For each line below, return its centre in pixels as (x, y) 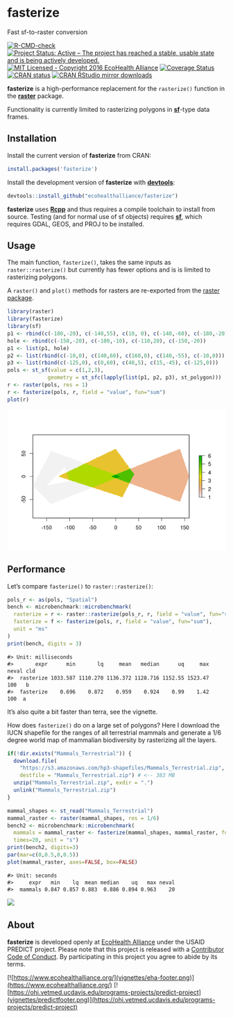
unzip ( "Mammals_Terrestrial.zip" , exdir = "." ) (84, 783)
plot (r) (18, 400)
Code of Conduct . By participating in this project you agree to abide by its (112, 956)
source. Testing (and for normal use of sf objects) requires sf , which (105, 216)
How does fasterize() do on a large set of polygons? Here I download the (113, 725)
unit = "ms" (31, 629)
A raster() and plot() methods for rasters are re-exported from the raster (113, 290)
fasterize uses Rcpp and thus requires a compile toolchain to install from (111, 209)
